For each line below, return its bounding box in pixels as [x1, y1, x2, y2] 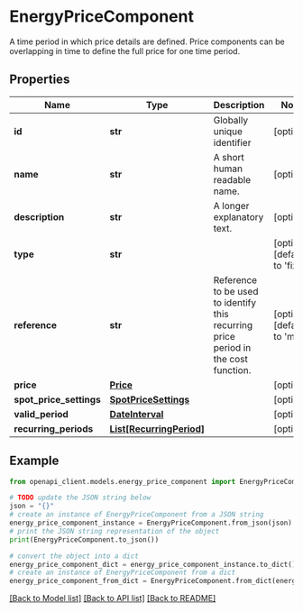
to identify [213, 296, 257, 308]
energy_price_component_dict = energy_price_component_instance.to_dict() [9, 560, 297, 569]
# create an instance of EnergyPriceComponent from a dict [9, 568, 236, 578]
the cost [213, 352, 248, 365]
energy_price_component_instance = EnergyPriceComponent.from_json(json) [9, 518, 293, 528]
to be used [213, 285, 259, 297]
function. [213, 363, 252, 376]
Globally [213, 114, 249, 126]
